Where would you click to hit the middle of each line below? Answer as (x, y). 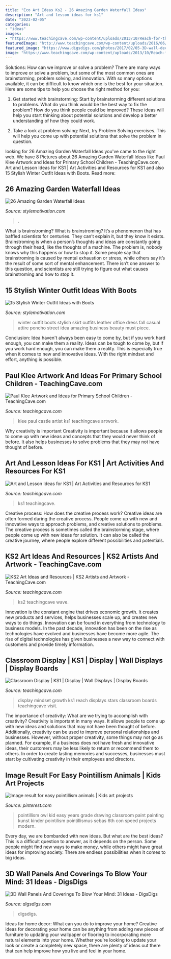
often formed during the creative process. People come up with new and (81, 518)
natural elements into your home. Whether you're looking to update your (81, 940)
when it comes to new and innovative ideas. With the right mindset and (80, 354)
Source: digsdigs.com (28, 904)
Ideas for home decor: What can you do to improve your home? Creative (81, 924)
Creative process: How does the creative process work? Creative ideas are (84, 513)
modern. (26, 826)
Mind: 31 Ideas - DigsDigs (47, 882)
